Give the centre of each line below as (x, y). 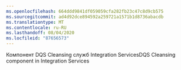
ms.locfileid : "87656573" (37, 38)
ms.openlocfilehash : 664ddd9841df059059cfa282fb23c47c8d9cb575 (85, 11)
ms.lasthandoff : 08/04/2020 (40, 33)
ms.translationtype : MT (35, 22)
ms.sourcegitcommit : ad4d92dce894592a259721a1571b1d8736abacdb (85, 17)
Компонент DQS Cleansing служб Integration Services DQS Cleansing (91, 55)
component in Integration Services (48, 61)
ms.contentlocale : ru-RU (36, 27)
